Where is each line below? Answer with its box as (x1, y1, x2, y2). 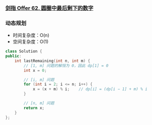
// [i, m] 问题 (24, 77, 55, 82)
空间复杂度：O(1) (12, 38, 49, 45)
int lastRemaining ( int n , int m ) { (14, 58, 91, 64)
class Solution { (5, 49, 42, 54)
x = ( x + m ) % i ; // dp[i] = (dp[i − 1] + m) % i (32, 87, 147, 92)
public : (5, 54, 22, 59)
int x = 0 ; (24, 68, 47, 73)
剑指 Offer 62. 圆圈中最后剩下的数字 (5, 4, 94, 11)
